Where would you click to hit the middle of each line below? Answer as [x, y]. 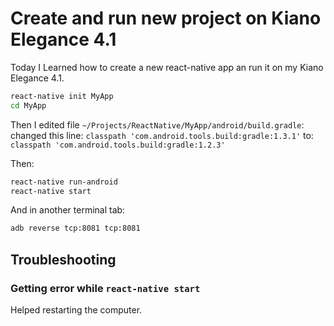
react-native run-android [64, 182]
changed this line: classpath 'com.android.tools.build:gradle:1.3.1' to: [162, 135]
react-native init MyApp [62, 96]
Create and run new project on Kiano [166, 18]
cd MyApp [28, 105]
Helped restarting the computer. [76, 310]
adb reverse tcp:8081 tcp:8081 [75, 228]
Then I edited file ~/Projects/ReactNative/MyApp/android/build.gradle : [157, 124]
